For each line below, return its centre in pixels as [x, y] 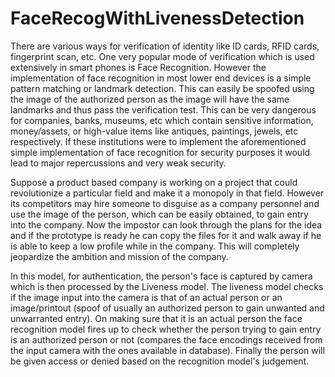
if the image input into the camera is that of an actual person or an [146, 297]
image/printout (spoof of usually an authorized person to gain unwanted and [167, 308]
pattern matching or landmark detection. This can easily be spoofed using [162, 88]
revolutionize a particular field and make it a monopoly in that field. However [167, 193]
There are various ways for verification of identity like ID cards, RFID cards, [165, 46]
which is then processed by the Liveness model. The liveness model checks [167, 286]
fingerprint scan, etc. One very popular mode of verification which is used [162, 56]
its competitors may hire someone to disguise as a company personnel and [165, 203]
